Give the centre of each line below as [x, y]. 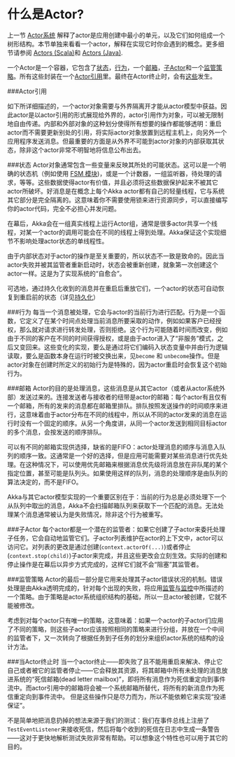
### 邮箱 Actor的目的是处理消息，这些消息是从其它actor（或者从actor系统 [113, 388]
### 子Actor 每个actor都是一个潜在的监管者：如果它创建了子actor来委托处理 [116, 529]
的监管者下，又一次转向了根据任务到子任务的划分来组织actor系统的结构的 [113, 638]
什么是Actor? [45, 14]
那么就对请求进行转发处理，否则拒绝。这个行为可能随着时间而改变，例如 [123, 329]
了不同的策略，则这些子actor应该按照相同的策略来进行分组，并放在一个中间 [116, 629]
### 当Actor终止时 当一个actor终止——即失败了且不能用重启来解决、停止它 [115, 661]
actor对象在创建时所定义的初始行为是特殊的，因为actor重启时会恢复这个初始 [117, 364]
